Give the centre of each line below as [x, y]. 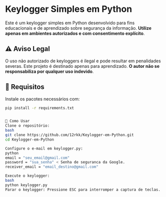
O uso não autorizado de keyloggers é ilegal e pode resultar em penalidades [83, 61]
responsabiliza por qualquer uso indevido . [50, 71]
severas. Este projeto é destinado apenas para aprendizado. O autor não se [83, 66]
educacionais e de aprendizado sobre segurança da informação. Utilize [79, 28]
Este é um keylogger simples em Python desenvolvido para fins [70, 23]
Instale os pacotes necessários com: [43, 99]
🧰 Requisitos [25, 87]
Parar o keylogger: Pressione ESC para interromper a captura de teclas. [83, 190]
